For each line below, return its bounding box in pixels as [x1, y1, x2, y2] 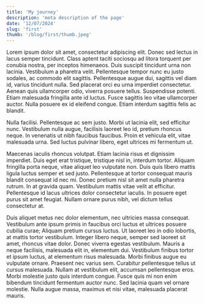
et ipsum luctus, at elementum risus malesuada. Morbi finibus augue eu [6, 253, 187, 261]
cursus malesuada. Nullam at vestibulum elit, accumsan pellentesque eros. [6, 266, 195, 273]
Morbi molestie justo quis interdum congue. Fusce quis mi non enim [6, 273, 178, 280]
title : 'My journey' [6, 9, 59, 15]
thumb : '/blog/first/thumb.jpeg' [6, 32, 92, 38]
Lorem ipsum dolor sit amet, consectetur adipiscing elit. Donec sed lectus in [6, 48, 198, 56]
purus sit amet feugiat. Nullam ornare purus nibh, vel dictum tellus [6, 196, 173, 203]
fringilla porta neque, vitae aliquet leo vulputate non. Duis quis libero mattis [6, 163, 196, 171]
